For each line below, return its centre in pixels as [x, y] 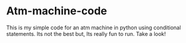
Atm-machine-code [57, 11]
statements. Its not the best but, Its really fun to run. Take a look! [86, 33]
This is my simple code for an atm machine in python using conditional [94, 27]
